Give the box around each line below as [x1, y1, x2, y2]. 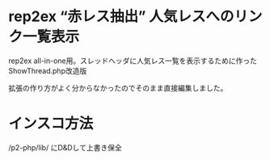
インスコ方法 [8, 115, 94, 133]
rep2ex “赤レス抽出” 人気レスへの [8, 7, 234, 26]
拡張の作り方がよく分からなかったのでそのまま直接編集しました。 [8, 82, 228, 93]
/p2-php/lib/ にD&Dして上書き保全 [8, 142, 123, 152]
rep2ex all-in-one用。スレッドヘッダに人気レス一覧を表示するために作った [8, 56, 257, 65]
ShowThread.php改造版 [8, 65, 87, 75]
